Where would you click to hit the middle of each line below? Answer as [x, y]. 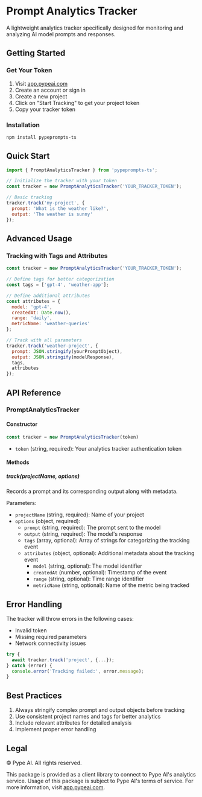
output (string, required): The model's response [83, 534]
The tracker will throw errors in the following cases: [70, 618]
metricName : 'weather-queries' [51, 324]
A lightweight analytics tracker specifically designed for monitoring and [95, 28]
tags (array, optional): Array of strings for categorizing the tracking [107, 541]
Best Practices [34, 695]
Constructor [22, 424]
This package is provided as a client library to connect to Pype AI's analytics [101, 774]
